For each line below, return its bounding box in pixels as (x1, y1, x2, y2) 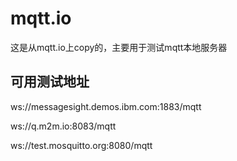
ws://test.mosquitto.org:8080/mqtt (10, 139, 153, 151)
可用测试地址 (10, 73, 90, 91)
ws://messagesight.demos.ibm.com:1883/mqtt (10, 100, 202, 112)
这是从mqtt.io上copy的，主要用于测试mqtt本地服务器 (10, 41, 228, 53)
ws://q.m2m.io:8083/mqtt (10, 120, 117, 132)
